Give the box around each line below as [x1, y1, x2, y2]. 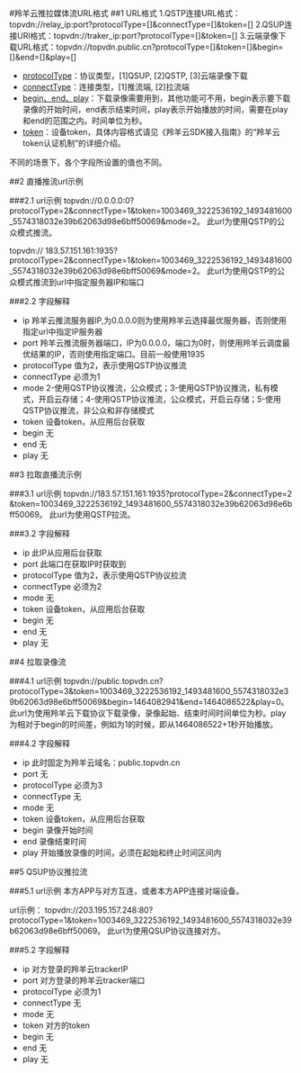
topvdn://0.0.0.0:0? [63, 195, 135, 205]
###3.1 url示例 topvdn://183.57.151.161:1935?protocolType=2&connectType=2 [9, 489, 293, 499]
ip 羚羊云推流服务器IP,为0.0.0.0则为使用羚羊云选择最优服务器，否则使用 [22, 315, 288, 326]
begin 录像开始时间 [22, 825, 93, 835]
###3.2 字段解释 [9, 528, 70, 538]
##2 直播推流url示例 [9, 176, 84, 186]
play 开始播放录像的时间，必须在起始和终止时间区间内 [22, 847, 222, 858]
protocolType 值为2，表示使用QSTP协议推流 [22, 360, 187, 371]
